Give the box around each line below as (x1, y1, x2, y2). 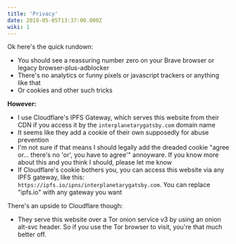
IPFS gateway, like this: (17, 173, 85, 181)
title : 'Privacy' (7, 10, 58, 18)
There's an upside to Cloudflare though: (7, 202, 123, 210)
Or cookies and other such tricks (17, 86, 113, 95)
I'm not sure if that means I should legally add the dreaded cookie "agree (17, 143, 230, 152)
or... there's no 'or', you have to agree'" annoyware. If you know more (17, 150, 219, 159)
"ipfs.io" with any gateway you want (17, 188, 123, 197)
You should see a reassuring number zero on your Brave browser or (17, 56, 215, 65)
